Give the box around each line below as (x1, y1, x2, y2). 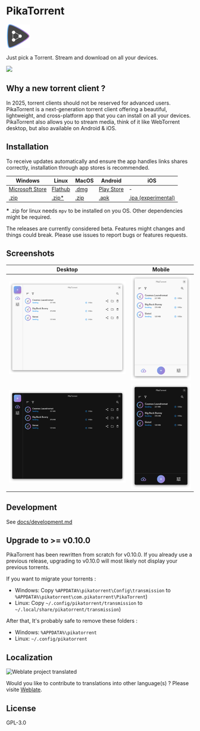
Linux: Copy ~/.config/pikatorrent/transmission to (14, 600, 143, 607)
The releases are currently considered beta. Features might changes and (6, 225, 185, 233)
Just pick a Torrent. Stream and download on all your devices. (6, 54, 158, 61)
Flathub (51, 186, 70, 193)
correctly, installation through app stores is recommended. (6, 164, 150, 171)
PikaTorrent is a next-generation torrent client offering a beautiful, (6, 105, 168, 112)
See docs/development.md (6, 518, 73, 525)
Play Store (98, 186, 124, 193)
